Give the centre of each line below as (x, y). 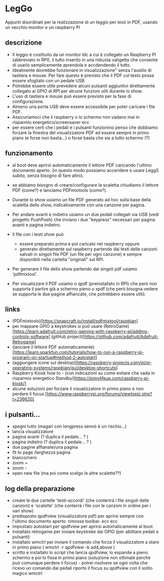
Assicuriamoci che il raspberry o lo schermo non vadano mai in (76, 117)
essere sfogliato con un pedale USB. (49, 80)
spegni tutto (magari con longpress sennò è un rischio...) (69, 426)
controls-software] (31, 337)
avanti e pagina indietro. (36, 225)
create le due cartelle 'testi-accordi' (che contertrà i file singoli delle (81, 500)
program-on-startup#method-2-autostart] (55, 358)
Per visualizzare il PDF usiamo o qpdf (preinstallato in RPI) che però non (85, 283)
